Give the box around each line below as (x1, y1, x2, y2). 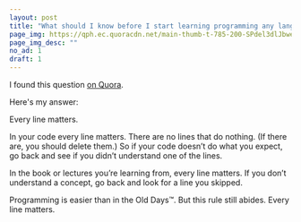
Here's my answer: (9, 97, 79, 107)
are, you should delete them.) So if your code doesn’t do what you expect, (9, 141, 283, 151)
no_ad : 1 (9, 47, 42, 55)
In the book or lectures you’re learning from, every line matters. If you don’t (9, 167, 287, 178)
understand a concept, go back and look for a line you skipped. (9, 177, 244, 188)
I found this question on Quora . (9, 80, 124, 90)
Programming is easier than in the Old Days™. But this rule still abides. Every (9, 194, 289, 205)
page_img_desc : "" (9, 38, 78, 47)
